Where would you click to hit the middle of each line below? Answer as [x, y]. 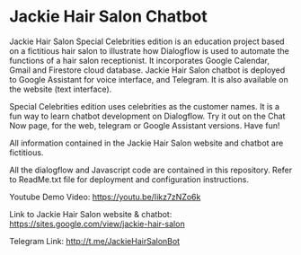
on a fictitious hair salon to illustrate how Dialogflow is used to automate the [149, 50]
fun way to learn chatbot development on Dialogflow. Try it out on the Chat [147, 116]
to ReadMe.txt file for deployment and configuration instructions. [129, 179]
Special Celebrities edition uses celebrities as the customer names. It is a [145, 106]
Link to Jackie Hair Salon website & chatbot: [91, 214]
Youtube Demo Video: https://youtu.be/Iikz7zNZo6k [105, 197]
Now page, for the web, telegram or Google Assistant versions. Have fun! [145, 125]
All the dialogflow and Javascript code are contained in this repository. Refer [151, 170]
